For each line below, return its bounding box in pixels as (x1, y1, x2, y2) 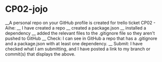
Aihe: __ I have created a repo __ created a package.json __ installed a (5, 25, 147, 31)
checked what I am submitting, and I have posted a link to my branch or (5, 46, 151, 52)
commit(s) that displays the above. (5, 51, 76, 57)
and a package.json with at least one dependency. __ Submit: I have (5, 40, 143, 46)
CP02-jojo (5, 3, 48, 15)
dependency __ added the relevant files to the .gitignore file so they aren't (5, 30, 155, 36)
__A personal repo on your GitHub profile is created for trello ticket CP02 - (5, 20, 156, 26)
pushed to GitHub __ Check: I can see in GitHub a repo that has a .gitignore (5, 35, 158, 41)
